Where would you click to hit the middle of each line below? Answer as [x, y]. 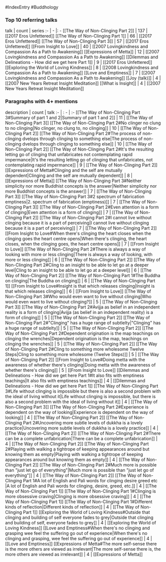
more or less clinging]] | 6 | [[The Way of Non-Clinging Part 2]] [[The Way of [83, 259]
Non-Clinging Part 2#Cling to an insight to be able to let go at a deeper [77, 265]
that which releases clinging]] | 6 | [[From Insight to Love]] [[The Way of [78, 291]
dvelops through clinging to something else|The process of [82, 139]
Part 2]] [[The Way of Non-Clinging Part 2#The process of [82, 133]
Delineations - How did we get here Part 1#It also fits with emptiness [75, 375]
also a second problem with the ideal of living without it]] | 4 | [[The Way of [82, 402]
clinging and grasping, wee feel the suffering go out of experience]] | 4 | [79, 538]
